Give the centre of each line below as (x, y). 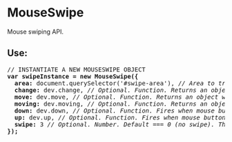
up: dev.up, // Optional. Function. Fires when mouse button (120, 117)
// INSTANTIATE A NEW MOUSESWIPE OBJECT (77, 69)
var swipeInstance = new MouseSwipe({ (73, 76)
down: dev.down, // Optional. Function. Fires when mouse (115, 110)
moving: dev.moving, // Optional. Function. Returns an (111, 104)
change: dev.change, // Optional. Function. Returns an (111, 90)
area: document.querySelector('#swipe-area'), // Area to (115, 83)
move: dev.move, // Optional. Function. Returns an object (116, 97)
